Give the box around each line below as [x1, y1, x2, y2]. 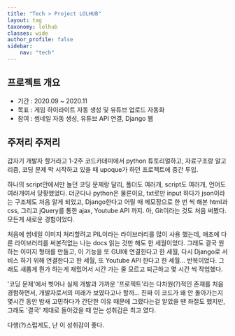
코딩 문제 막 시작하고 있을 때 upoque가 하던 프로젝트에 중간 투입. [22, 165, 199, 173]
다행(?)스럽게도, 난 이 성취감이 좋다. [7, 321, 105, 329]
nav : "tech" [20, 50, 55, 57]
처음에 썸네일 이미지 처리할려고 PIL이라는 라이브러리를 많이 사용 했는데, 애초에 [7, 230, 220, 238]
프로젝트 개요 [7, 77, 61, 89]
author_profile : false [7, 36, 73, 43]
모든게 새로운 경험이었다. [7, 214, 75, 224]
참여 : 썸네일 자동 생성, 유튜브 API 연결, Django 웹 [17, 114, 154, 122]
